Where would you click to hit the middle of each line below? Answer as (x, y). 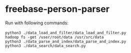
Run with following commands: (37, 23)
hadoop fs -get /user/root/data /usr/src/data (54, 37)
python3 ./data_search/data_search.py (45, 46)
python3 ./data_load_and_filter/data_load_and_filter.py (66, 33)
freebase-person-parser (57, 9)
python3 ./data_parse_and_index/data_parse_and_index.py (66, 41)
